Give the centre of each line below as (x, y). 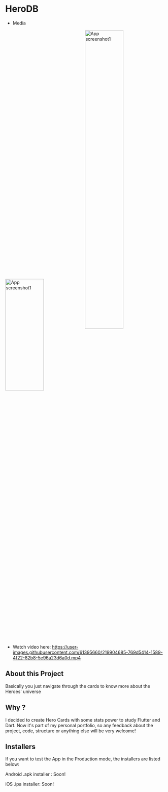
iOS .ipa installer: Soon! (30, 784)
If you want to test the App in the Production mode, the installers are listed (83, 759)
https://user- (65, 647)
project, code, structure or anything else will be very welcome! (71, 731)
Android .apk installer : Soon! (36, 774)
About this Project (35, 674)
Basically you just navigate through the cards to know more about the (78, 686)
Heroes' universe (23, 691)
